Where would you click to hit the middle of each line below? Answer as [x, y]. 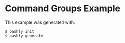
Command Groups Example [63, 9]
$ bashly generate [24, 36]
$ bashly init [20, 31]
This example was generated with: [40, 22]
